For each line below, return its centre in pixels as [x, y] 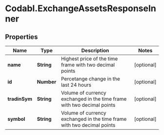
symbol [16, 119]
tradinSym [20, 99]
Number [47, 82]
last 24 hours [76, 85]
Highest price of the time [89, 59]
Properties [21, 37]
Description [95, 50]
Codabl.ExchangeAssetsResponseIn [81, 9]
